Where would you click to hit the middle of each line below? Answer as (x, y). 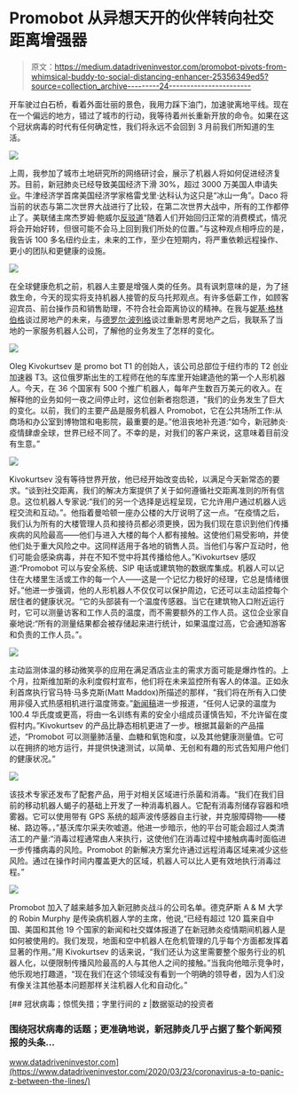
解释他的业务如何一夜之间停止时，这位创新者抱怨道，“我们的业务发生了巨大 (147, 399)
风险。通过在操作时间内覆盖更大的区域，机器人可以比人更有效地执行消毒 (141, 861)
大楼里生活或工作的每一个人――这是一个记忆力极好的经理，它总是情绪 (153, 578)
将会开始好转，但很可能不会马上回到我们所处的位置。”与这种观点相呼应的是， (149, 228)
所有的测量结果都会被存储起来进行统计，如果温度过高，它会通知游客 (162, 623)
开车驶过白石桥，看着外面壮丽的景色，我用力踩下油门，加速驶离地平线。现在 (149, 104)
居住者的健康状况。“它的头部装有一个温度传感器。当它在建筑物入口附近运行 (147, 601)
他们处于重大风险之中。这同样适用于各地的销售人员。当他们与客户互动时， (145, 546)
